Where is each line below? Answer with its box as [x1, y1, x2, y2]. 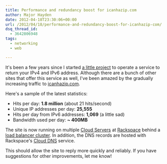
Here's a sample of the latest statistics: [5, 90, 88, 96]
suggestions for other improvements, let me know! [5, 153, 112, 159]
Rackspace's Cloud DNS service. [5, 137, 76, 143]
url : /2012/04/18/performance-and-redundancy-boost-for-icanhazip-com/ [5, 22, 162, 27]
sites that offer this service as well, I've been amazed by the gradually [5, 75, 153, 81]
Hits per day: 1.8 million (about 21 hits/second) [12, 100, 112, 107]
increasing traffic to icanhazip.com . [5, 80, 81, 87]
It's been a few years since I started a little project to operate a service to [5, 64, 160, 70]
